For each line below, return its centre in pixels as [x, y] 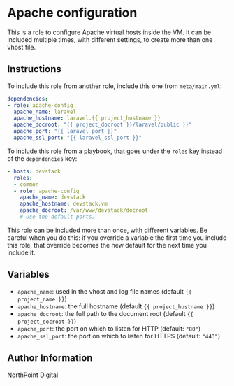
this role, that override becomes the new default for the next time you [107, 245]
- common [26, 184]
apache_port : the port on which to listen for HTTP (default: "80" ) [109, 328]
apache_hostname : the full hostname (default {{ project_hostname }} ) [116, 306]
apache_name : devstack [53, 197]
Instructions [34, 69]
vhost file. [22, 47]
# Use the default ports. [58, 217]
